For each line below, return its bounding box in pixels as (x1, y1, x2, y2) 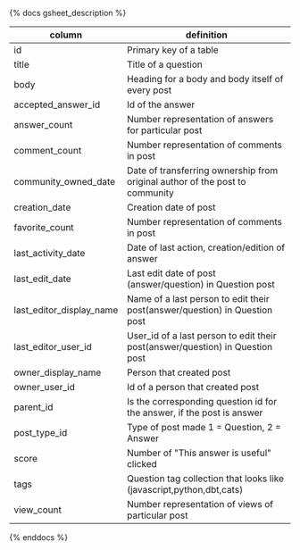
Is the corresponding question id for (126, 396, 278, 407)
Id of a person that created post (126, 381, 260, 393)
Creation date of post (126, 201, 216, 213)
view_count (13, 504, 62, 516)
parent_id (13, 401, 54, 413)
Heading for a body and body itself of (126, 73, 284, 85)
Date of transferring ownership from (126, 164, 279, 177)
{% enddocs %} (9, 532, 69, 543)
